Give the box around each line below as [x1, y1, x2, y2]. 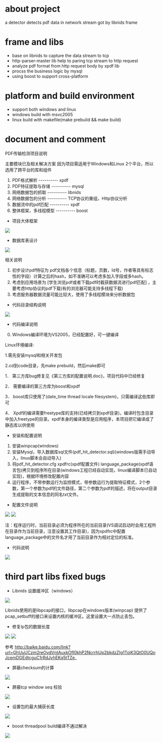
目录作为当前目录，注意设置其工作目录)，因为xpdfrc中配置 [9, 528, 126, 534]
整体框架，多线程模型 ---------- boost [12, 208, 88, 213]
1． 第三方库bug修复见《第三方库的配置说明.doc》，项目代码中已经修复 [5, 373, 146, 379]
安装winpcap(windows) [12, 442, 59, 448]
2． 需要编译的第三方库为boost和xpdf [5, 383, 80, 389]
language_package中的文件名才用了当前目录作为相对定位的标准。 [5, 534, 136, 540]
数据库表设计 [12, 237, 38, 243]
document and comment [5, 134, 106, 144]
